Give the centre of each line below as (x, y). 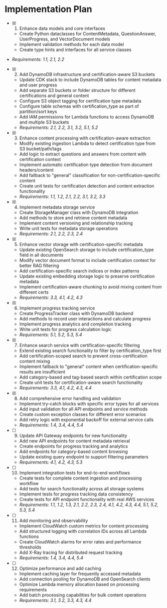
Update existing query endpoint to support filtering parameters (84, 456)
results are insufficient (42, 371)
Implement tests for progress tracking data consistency (76, 494)
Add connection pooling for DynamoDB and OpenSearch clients (85, 579)
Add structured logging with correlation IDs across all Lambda (83, 531)
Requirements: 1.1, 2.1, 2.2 (38, 59)
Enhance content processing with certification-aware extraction (85, 138)
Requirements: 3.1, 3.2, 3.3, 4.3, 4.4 (55, 600)
